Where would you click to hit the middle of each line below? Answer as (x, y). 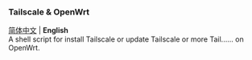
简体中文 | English (38, 30)
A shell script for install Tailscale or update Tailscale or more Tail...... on (126, 39)
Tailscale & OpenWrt (49, 12)
